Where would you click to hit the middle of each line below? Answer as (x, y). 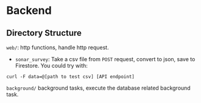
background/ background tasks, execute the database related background (98, 88)
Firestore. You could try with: (51, 65)
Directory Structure (44, 33)
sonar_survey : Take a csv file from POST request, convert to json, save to (105, 59)
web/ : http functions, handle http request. (58, 47)
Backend (29, 11)
